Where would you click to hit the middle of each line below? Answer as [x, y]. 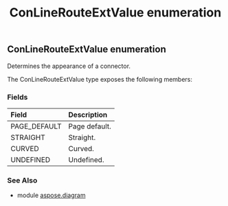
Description [88, 115]
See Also [22, 180]
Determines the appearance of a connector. [69, 66]
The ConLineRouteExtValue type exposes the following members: [100, 79]
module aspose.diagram [51, 195]
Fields [18, 97]
